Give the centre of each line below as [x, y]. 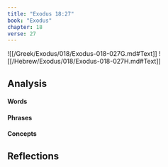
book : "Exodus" [30, 21]
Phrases [20, 117]
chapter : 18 [25, 27]
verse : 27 [22, 34]
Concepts [22, 134]
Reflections [33, 156]
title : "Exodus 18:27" [41, 14]
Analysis [27, 83]
